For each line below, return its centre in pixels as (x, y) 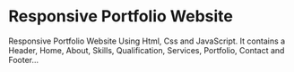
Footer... (24, 60)
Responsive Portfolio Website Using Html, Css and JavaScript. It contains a (147, 41)
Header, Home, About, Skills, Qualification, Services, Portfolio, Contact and (147, 50)
